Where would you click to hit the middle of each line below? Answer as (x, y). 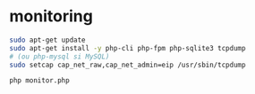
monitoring (51, 16)
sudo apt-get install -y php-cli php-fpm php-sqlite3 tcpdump (127, 48)
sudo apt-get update (48, 40)
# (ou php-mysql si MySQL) (59, 56)
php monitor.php (39, 81)
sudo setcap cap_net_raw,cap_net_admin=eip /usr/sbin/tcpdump (127, 65)
